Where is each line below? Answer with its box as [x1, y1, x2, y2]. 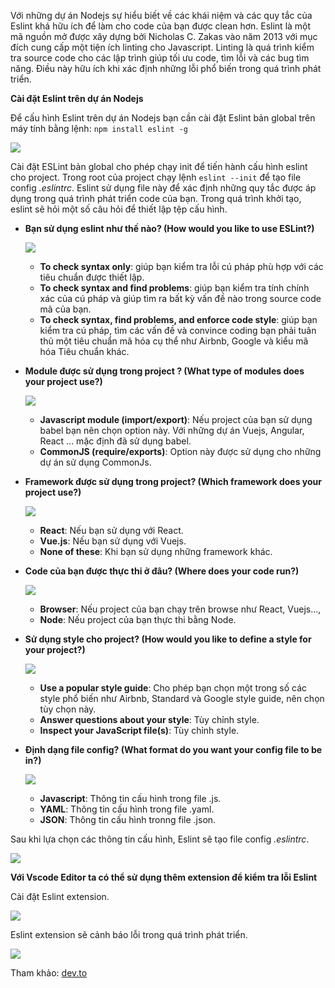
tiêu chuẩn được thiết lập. [39, 271, 145, 283]
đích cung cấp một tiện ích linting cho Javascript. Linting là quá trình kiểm [10, 41, 315, 53]
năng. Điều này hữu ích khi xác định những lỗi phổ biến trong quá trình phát [10, 63, 322, 74]
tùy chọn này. [39, 703, 97, 715]
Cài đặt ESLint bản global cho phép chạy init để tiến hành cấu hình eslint [10, 161, 308, 172]
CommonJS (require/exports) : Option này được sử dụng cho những [39, 446, 322, 457]
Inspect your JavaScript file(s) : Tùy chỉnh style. [39, 725, 240, 736]
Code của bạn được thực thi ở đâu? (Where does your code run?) [24, 565, 300, 577]
